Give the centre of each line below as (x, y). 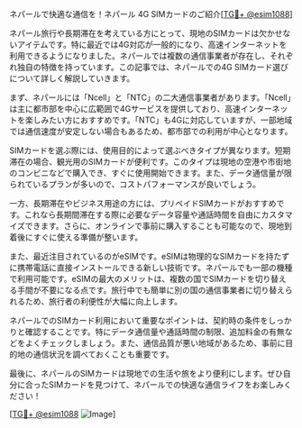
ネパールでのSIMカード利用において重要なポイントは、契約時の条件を (139, 320)
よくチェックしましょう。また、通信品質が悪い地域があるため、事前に (155, 343)
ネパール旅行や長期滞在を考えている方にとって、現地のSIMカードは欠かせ (146, 33)
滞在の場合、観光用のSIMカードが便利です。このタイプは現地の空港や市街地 (150, 162)
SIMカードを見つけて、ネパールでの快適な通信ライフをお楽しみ (166, 385)
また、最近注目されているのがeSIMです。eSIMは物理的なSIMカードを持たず (150, 256)
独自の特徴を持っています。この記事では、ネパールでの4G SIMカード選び (152, 67)
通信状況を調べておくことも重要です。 (103, 354)
